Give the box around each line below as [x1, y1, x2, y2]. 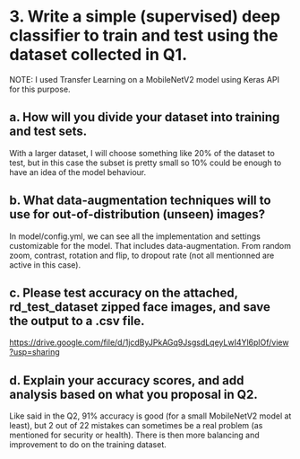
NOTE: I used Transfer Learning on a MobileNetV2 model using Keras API [9, 74, 280, 84]
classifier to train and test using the [9, 25, 279, 46]
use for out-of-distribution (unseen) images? [9, 207, 266, 222]
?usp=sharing [9, 347, 60, 357]
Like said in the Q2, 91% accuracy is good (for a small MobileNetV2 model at [9, 410, 292, 421]
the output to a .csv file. [9, 313, 145, 329]
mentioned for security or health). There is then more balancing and [9, 429, 260, 441]
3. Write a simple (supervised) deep [9, 6, 280, 27]
